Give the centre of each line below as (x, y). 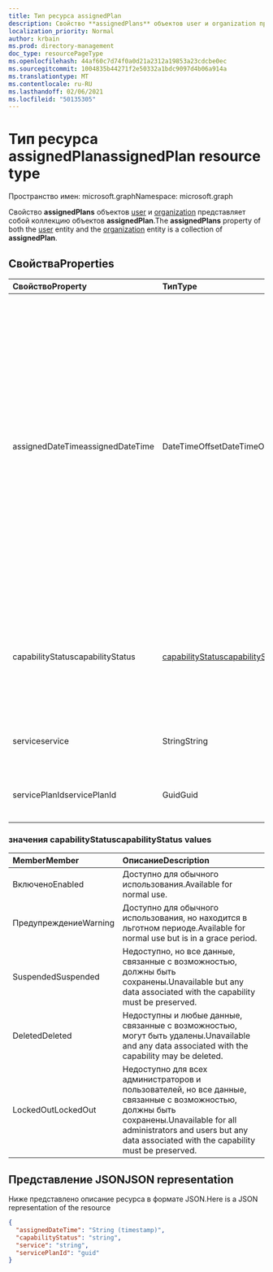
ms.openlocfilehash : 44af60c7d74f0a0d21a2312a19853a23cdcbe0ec (118, 62)
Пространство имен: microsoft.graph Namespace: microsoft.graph (121, 197)
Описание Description (166, 861)
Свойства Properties (62, 264)
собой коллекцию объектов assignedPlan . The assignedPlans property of (135, 221)
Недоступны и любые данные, (182, 1015)
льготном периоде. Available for (184, 928)
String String (185, 741)
